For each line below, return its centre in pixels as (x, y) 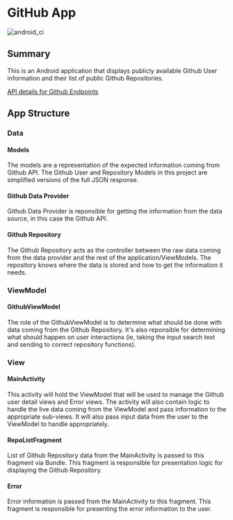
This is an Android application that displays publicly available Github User (112, 70)
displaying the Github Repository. (55, 470)
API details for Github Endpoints (53, 91)
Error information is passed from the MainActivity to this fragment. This (109, 501)
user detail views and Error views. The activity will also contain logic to (109, 402)
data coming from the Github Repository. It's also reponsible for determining (116, 330)
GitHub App (42, 13)
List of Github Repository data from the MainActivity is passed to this (106, 455)
